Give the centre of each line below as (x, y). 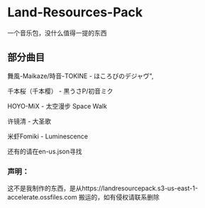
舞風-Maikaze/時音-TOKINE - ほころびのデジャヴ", (81, 76)
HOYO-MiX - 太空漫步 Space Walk (57, 106)
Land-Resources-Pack (75, 12)
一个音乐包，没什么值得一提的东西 (57, 33)
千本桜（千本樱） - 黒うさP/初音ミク (60, 91)
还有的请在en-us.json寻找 (45, 151)
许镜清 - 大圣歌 (29, 121)
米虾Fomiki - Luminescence (48, 136)
